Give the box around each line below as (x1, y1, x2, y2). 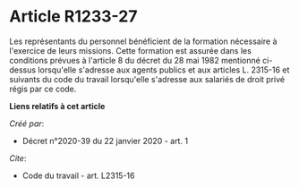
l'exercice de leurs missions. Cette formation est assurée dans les (9, 45, 252, 56)
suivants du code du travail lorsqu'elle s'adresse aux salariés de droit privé (9, 73, 285, 84)
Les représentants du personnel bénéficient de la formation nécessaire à (9, 36, 278, 47)
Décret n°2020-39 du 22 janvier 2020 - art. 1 (21, 135, 189, 146)
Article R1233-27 (9, 6, 138, 27)
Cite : (9, 152, 27, 163)
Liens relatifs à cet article (9, 100, 106, 111)
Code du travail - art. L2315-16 (21, 170, 135, 181)
